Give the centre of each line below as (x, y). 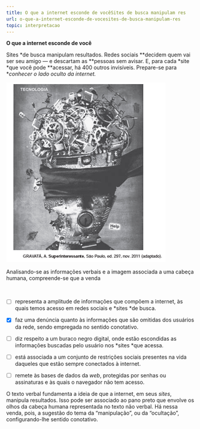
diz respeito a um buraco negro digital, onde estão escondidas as (96, 338)
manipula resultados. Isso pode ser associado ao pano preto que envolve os (100, 400)
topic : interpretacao (33, 25)
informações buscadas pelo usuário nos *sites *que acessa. (89, 345)
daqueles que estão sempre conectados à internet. (78, 364)
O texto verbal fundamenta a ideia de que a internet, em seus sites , (89, 394)
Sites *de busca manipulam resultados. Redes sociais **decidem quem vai (98, 55)
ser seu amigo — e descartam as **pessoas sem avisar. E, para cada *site (98, 61)
